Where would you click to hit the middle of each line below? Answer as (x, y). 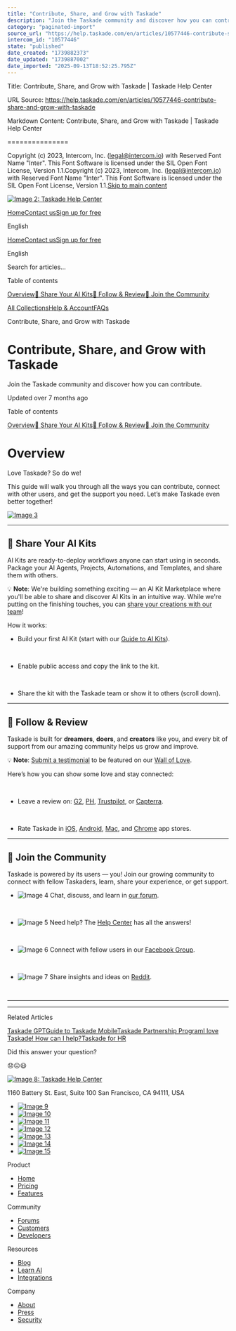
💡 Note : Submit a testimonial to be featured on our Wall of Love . (100, 760)
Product (19, 1165)
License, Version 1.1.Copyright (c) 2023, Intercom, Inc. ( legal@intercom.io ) (114, 170)
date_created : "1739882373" (48, 53)
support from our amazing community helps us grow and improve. (103, 747)
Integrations (35, 1277)
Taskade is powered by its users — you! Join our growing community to (111, 874)
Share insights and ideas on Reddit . (101, 976)
